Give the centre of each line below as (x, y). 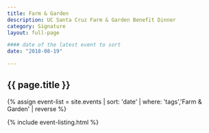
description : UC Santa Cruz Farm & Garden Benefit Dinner (91, 20)
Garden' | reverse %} (37, 109)
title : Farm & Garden (38, 13)
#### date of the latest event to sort (64, 45)
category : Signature (37, 26)
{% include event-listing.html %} (53, 122)
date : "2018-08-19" (35, 51)
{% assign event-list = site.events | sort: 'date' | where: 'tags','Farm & (104, 101)
